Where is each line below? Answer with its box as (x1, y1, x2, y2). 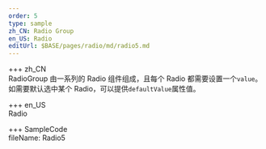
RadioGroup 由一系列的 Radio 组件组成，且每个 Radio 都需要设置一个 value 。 (8, 74, 263, 83)
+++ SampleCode (8, 125, 68, 134)
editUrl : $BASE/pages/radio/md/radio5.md (8, 42, 150, 50)
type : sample (8, 19, 53, 28)
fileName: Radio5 (8, 133, 66, 143)
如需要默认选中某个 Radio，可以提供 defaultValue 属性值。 (8, 84, 201, 94)
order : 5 (8, 11, 38, 20)
